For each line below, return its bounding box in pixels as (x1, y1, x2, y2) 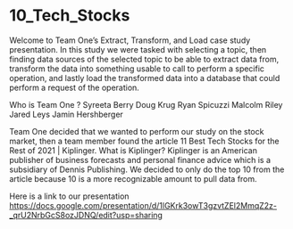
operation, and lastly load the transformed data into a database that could (9, 72, 280, 83)
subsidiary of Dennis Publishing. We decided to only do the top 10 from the (9, 164, 285, 175)
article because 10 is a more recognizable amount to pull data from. (9, 173, 257, 184)
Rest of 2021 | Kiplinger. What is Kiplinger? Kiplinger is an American (9, 144, 257, 156)
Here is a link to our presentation (9, 191, 130, 201)
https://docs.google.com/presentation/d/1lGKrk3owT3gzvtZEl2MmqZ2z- (9, 200, 278, 210)
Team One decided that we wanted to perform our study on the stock (9, 126, 264, 136)
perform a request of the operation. (9, 82, 140, 93)
